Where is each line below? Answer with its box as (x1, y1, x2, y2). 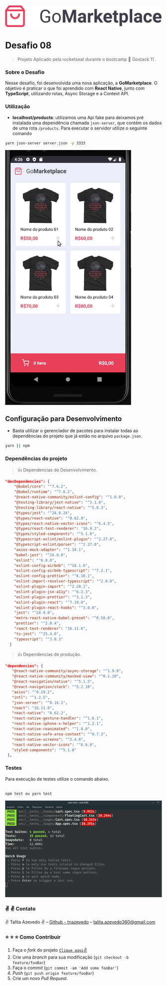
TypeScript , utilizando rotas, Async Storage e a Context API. (5, 91, 129, 97)
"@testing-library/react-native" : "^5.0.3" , (14, 505, 108, 510)
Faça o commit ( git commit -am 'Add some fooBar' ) (12, 965, 119, 971)
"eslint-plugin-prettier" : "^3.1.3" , (14, 594, 92, 600)
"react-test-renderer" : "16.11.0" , (14, 626, 88, 631)
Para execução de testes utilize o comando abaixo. (5, 776, 109, 782)
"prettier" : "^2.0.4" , (14, 621, 61, 626)
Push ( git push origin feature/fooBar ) (12, 970, 94, 976)
